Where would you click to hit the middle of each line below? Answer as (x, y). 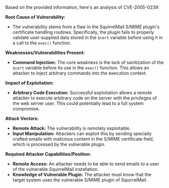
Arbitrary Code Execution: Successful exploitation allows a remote (82, 92)
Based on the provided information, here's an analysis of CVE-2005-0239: (82, 7)
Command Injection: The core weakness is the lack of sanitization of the (88, 62)
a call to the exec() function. (42, 43)
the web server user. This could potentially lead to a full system (78, 103)
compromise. (26, 109)
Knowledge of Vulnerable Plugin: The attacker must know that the (82, 174)
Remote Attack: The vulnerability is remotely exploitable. (71, 128)
